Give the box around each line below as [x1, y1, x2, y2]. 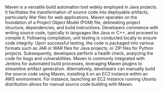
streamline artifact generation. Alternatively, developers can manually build [5, 66, 155, 72]
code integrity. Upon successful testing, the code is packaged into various [5, 40, 154, 46]
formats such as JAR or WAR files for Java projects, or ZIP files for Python [5, 46, 153, 51]
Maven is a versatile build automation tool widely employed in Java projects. [5, 4, 158, 10]
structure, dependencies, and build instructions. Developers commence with [5, 25, 159, 31]
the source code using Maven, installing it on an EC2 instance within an [5, 71, 148, 77]
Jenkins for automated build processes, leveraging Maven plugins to [5, 61, 143, 66]
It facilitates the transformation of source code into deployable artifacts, [5, 9, 149, 15]
